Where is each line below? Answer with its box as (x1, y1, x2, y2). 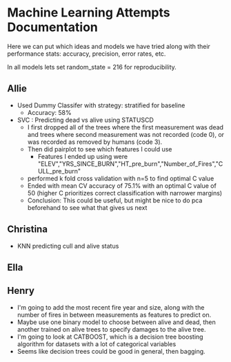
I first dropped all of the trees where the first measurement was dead (27, 123, 224, 131)
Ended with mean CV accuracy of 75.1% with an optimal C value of (27, 181, 217, 190)
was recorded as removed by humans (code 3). (27, 138, 163, 146)
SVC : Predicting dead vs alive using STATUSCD (17, 116, 154, 124)
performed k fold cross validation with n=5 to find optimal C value (27, 174, 214, 182)
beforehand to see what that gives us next (27, 203, 148, 211)
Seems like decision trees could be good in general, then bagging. (17, 347, 205, 355)
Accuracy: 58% (27, 108, 72, 116)
